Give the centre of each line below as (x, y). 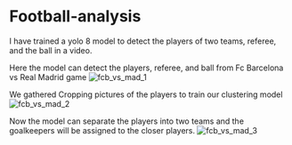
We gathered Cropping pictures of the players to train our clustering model (146, 94)
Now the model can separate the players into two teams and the (127, 121)
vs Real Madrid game (48, 77)
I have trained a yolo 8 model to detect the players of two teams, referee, (143, 41)
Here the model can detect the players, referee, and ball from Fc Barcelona (146, 68)
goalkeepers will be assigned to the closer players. (102, 130)
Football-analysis (75, 16)
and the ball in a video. (51, 50)
